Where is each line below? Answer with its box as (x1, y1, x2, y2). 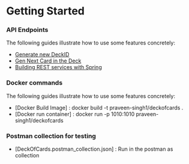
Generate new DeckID (14, 51, 70, 58)
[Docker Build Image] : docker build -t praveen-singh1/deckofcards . (14, 104, 184, 111)
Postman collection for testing (6, 132, 96, 140)
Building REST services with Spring (14, 64, 102, 71)
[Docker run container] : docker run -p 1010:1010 (14, 110, 135, 118)
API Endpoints (6, 26, 49, 34)
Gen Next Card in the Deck (14, 57, 82, 64)
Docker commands (6, 79, 63, 87)
